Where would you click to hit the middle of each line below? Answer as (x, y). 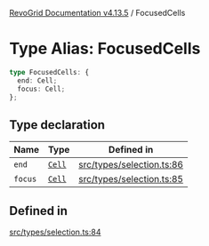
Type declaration (57, 125)
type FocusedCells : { (49, 72)
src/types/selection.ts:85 (131, 179)
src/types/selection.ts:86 (131, 165)
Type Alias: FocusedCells (105, 49)
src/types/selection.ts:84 (55, 232)
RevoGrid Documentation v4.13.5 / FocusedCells (97, 13)
